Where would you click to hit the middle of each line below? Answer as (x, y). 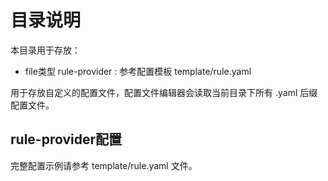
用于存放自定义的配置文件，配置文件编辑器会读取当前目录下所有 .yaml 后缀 (164, 92)
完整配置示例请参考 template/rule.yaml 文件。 (104, 165)
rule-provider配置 (66, 139)
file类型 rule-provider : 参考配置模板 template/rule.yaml (138, 71)
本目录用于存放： (45, 50)
